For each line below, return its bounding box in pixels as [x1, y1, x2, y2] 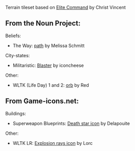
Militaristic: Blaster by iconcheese [12, 62, 84, 68]
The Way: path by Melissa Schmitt [12, 42, 85, 48]
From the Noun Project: [5, 19, 81, 28]
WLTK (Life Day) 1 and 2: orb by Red [12, 82, 89, 88]
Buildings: [5, 110, 27, 116]
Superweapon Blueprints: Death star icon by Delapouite [12, 120, 130, 127]
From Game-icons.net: [5, 97, 79, 106]
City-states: [5, 52, 30, 58]
